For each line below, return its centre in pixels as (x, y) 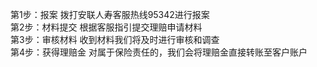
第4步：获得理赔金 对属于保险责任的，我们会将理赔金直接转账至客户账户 (159, 52)
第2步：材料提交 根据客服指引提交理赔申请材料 (106, 27)
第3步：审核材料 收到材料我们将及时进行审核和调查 (115, 39)
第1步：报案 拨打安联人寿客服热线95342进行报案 (110, 14)
